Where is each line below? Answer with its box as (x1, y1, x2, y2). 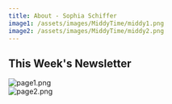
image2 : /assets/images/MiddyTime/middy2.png (8, 27, 164, 35)
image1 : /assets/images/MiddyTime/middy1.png (8, 19, 164, 27)
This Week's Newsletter (8, 56, 132, 70)
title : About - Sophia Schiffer (8, 11, 117, 20)
